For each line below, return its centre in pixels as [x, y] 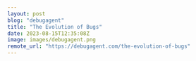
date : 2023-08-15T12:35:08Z [49, 33]
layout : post [26, 14]
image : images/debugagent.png [52, 40]
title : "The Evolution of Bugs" [55, 27]
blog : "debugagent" [36, 20]
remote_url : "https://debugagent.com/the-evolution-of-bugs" [99, 46]
